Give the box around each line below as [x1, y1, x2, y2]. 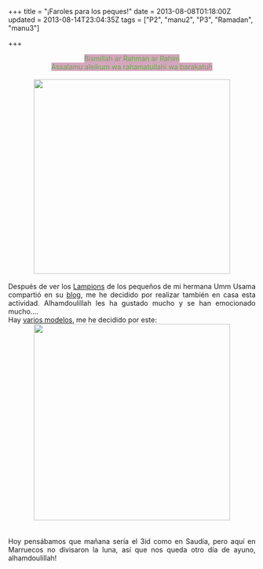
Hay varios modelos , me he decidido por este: [8, 315, 157, 325]
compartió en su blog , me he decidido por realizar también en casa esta [8, 290, 256, 299]
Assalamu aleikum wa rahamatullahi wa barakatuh [50, 62, 214, 72]
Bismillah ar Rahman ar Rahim [83, 54, 181, 63]
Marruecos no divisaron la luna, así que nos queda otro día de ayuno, [8, 545, 256, 554]
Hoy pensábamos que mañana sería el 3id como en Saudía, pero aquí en [8, 537, 256, 545]
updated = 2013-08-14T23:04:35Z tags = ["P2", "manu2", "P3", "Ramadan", [8, 15, 254, 24]
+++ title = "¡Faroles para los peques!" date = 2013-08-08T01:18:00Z [8, 7, 232, 16]
